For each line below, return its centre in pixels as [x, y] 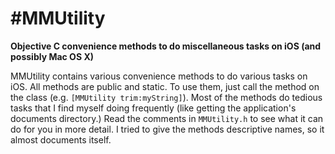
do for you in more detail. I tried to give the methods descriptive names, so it [167, 129]
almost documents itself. [61, 139]
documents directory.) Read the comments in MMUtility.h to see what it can [167, 118]
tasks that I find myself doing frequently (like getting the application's [153, 108]
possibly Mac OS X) [52, 56]
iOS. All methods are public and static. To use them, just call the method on [165, 86]
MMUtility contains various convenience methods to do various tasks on [159, 76]
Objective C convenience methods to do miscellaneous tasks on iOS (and [166, 46]
